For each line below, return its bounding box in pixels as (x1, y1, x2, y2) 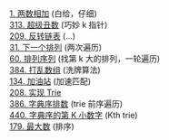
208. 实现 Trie (9, 88, 62, 98)
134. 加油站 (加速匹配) (9, 76, 92, 87)
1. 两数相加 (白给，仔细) (9, 8, 97, 19)
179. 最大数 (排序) (9, 121, 75, 132)
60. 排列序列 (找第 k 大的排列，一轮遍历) (9, 53, 161, 64)
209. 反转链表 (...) (9, 31, 75, 42)
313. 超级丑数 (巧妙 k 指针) (9, 20, 108, 30)
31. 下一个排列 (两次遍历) (9, 42, 103, 52)
